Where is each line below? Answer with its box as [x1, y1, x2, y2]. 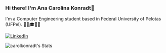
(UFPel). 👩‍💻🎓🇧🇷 [5, 21, 40, 27]
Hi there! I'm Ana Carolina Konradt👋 [5, 4, 95, 11]
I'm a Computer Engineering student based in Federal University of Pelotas [5, 16, 161, 22]
